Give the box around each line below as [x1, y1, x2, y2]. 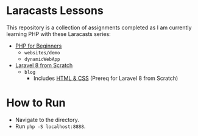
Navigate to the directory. [15, 116, 79, 123]
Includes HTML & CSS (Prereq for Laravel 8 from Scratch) [33, 74, 179, 82]
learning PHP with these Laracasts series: [6, 30, 111, 37]
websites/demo [24, 49, 60, 55]
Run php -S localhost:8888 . [15, 123, 86, 130]
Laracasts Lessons [6, 4, 104, 18]
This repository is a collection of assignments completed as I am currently [6, 24, 192, 31]
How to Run [6, 96, 66, 110]
